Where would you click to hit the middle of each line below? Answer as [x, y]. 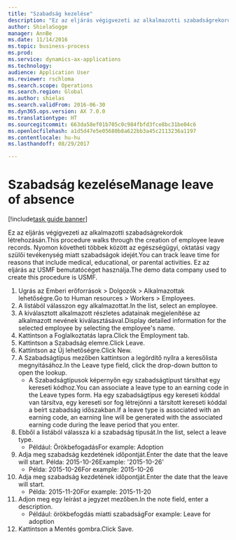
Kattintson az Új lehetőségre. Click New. [75, 350]
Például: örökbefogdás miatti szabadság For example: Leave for [119, 514]
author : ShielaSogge [38, 27]
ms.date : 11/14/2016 [38, 40]
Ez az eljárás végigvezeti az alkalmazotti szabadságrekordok [96, 233]
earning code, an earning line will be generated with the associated [125, 417]
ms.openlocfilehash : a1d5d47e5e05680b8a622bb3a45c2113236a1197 [102, 131]
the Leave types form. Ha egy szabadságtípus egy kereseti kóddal [124, 395]
